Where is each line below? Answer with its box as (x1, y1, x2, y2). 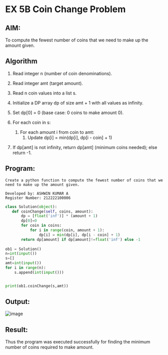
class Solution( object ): (5, 204, 57, 209)
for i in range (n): (5, 265, 46, 270)
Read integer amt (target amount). (12, 80, 83, 86)
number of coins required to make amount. (5, 344, 94, 350)
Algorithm (5, 57, 38, 66)
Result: (5, 325, 28, 334)
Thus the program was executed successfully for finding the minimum (5, 339, 150, 345)
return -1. (12, 149, 32, 156)
